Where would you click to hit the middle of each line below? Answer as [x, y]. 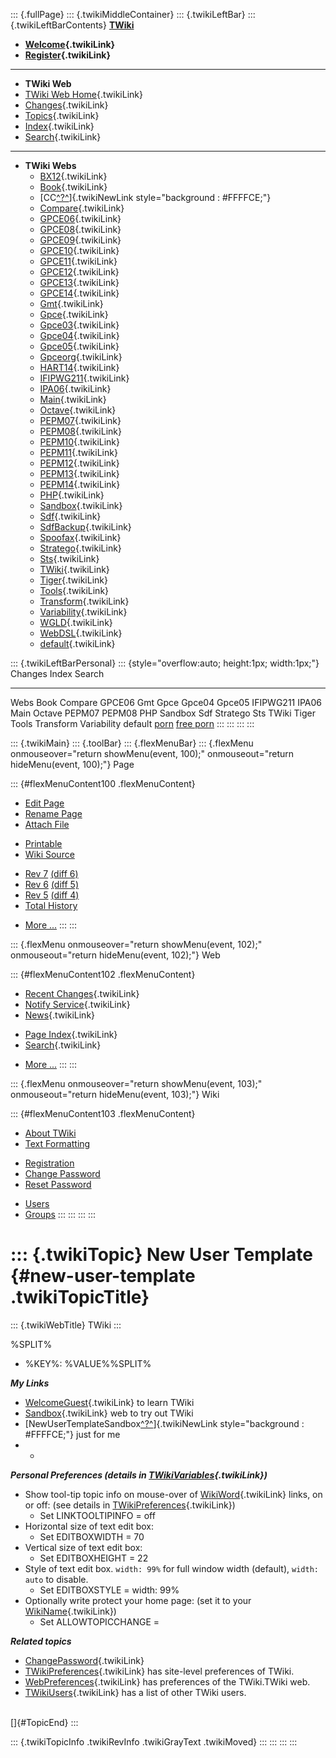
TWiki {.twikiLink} [74, 569]
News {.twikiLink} [60, 1015]
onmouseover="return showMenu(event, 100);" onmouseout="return [152, 753]
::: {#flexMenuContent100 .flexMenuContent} [103, 783]
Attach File [47, 824]
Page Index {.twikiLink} [71, 1034]
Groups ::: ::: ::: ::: [60, 1214]
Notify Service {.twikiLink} [77, 1004]
